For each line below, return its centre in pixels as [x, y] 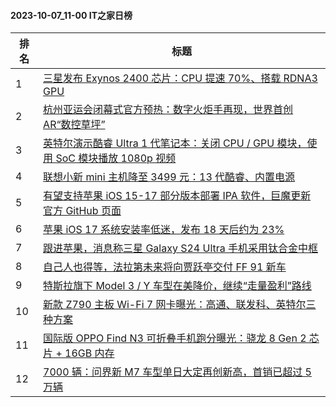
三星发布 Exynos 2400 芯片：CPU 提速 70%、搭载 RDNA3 [180, 78]
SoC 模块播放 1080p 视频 [116, 158]
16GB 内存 [89, 353]
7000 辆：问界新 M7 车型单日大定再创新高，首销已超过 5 [177, 372]
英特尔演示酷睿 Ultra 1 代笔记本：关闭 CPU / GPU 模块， [175, 143]
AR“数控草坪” [74, 125]
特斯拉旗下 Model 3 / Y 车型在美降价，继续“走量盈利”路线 [177, 286]
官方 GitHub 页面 [82, 211]
